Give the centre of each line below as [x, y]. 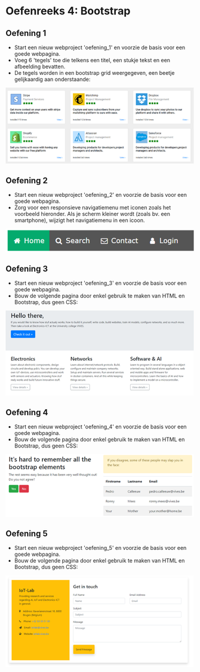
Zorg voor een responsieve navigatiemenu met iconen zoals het [93, 208]
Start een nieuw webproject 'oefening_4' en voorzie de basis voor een [100, 427]
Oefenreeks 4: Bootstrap [68, 11]
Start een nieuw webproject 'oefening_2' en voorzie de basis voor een [101, 195]
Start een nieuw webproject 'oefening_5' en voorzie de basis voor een [100, 548]
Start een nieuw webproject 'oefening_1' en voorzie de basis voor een [100, 47]
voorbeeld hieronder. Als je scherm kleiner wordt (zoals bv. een [92, 214]
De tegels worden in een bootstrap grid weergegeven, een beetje [94, 73]
